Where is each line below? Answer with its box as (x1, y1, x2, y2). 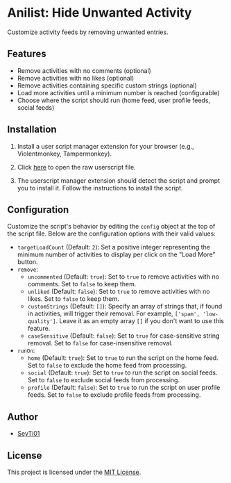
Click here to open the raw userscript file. (17, 163, 137, 171)
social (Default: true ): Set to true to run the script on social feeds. (27, 368, 218, 377)
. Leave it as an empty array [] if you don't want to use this (55, 317, 224, 325)
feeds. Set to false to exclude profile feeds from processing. (27, 391, 201, 399)
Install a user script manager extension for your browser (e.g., (17, 142, 194, 150)
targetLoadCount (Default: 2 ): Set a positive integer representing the (17, 243, 210, 252)
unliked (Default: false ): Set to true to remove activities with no (27, 287, 210, 296)
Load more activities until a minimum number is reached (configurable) (17, 88, 220, 97)
